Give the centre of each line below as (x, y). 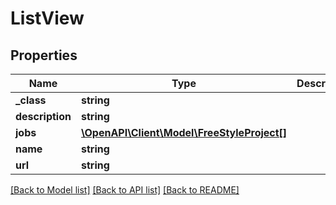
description (43, 116)
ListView (47, 18)
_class (31, 100)
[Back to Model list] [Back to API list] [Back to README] (125, 190)
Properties (44, 55)
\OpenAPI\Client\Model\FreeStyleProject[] (184, 132)
